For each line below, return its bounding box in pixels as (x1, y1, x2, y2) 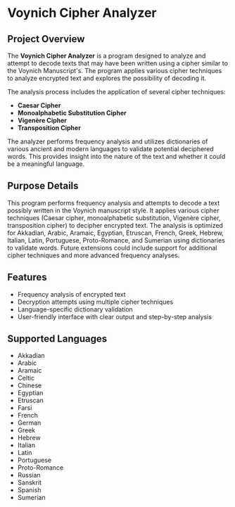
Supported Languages (7, 333, 108, 345)
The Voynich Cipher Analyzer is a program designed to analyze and (7, 51, 206, 60)
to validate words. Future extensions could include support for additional (7, 243, 217, 252)
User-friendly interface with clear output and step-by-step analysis (17, 312, 212, 321)
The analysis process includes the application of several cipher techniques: (7, 88, 227, 96)
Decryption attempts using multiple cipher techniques (17, 297, 174, 306)
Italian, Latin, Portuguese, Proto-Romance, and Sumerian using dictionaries (7, 236, 225, 244)
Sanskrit (17, 478, 42, 487)
